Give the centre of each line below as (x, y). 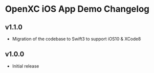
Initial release (25, 66)
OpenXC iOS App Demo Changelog (77, 9)
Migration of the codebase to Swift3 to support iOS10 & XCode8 (76, 39)
